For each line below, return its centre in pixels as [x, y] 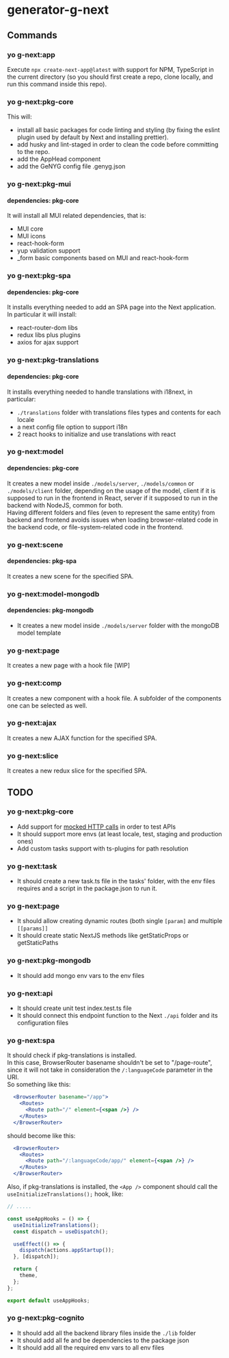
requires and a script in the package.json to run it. [87, 888]
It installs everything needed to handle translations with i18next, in [100, 392]
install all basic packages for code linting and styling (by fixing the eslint [118, 130]
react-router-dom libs [48, 328]
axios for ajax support [48, 342]
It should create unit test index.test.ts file [74, 1008]
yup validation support [49, 251]
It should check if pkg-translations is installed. [72, 1055]
